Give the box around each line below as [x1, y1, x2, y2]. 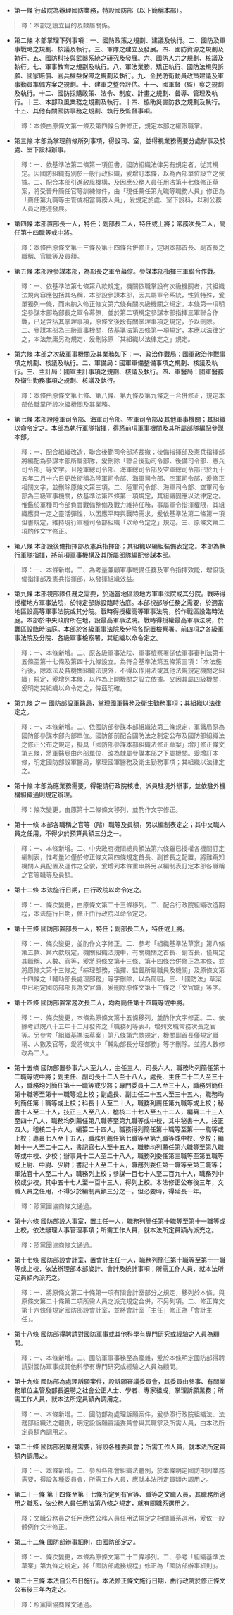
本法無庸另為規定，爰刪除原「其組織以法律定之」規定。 [33, 335, 194, 343]
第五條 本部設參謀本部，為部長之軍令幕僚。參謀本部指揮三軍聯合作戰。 [13, 267, 220, 275]
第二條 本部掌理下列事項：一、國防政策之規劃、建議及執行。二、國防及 [13, 36, 220, 44]
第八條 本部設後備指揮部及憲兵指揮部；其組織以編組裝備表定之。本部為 [13, 542, 220, 550]
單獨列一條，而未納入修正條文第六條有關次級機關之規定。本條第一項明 [20, 300, 225, 308]
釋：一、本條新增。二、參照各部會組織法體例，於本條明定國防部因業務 [20, 1466, 225, 1475]
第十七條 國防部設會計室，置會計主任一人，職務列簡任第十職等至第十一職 [13, 1255, 226, 1264]
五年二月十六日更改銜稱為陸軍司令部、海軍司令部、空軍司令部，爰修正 [20, 474, 225, 482]
